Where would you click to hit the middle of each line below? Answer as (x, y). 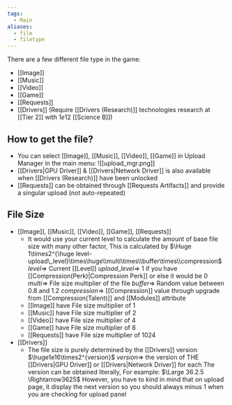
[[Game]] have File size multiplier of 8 (82, 327)
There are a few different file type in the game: (74, 59)
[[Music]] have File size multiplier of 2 (82, 312)
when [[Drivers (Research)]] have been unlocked (87, 177)
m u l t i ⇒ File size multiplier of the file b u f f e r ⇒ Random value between (126, 283)
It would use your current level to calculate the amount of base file (123, 239)
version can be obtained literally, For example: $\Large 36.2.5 (116, 372)
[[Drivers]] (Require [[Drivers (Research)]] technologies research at (114, 110)
